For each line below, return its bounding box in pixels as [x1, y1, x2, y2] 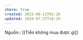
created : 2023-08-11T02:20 [4, 12, 61, 17]
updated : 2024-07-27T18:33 [4, 16, 61, 21]
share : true [4, 7, 29, 12]
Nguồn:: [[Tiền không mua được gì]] [4, 30, 78, 36]
